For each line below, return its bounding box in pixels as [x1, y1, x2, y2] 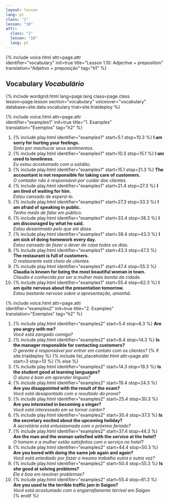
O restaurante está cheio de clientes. [13, 258, 90, 264]
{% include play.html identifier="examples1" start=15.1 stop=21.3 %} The [13, 166, 163, 173]
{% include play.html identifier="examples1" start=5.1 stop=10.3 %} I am [13, 134, 162, 140]
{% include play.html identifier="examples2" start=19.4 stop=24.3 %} [13, 380, 158, 386]
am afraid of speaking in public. [13, 204, 81, 210]
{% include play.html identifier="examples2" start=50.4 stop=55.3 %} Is [13, 460, 163, 466]
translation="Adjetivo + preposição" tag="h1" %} [6, 65, 107, 71]
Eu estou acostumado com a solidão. [13, 161, 91, 167]
